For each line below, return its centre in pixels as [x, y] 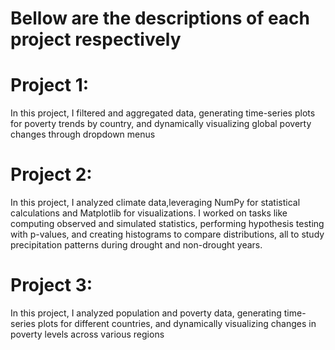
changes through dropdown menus [83, 134]
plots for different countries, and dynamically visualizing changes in [177, 323]
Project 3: [51, 285]
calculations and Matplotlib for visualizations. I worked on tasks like [149, 213]
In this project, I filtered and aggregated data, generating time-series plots [163, 113]
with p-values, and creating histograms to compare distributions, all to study [167, 234]
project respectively [96, 39]
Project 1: [50, 85]
